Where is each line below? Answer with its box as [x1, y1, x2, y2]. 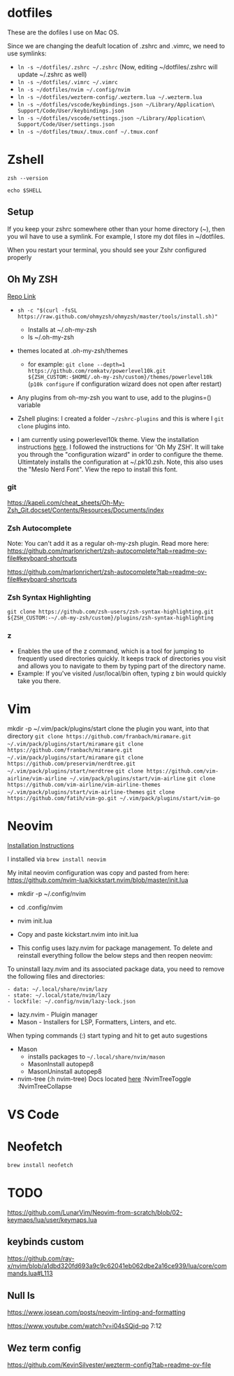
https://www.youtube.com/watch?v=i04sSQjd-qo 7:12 [7, 1322, 162, 1330]
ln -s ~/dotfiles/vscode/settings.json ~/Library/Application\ [17, 114, 206, 122]
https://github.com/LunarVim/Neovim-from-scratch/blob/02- [7, 1208, 183, 1216]
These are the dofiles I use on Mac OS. [7, 28, 119, 36]
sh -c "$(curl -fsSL [17, 307, 78, 314]
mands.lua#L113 [7, 1270, 54, 1278]
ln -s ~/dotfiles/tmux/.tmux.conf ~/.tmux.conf [17, 128, 159, 135]
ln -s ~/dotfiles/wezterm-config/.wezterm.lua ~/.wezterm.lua [17, 93, 203, 101]
